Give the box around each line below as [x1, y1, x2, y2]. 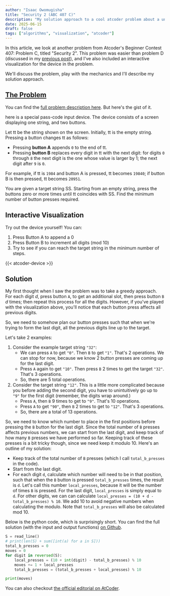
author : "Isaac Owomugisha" [5, 7, 65, 13]
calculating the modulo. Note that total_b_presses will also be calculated [12, 504, 165, 510]
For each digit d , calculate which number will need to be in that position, [12, 472, 163, 478]
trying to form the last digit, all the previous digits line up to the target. [5, 325, 151, 331]
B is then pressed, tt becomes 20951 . [5, 176, 82, 182]
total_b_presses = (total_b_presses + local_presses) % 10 [14, 567, 142, 572]
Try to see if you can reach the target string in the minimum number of [12, 245, 159, 251]
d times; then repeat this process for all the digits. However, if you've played [5, 299, 164, 305]
